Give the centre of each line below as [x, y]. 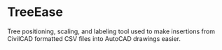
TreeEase [35, 12]
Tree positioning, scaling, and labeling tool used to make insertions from [111, 31]
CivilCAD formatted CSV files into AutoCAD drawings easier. [94, 38]
